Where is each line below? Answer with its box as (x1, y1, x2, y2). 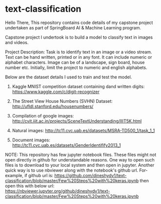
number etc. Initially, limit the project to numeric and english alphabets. (5, 65, 147, 70)
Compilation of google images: (12, 113, 74, 118)
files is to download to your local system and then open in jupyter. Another (5, 162, 155, 168)
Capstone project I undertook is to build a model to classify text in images (5, 34, 153, 40)
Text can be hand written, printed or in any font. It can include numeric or (5, 54, 152, 60)
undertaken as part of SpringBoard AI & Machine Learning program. (5, 24, 141, 30)
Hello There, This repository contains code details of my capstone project (5, 20, 153, 25)
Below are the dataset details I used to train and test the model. (5, 74, 132, 80)
